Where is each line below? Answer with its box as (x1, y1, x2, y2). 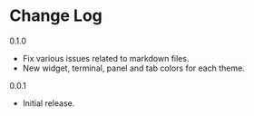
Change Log (9, 5, 103, 26)
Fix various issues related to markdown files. (22, 53, 190, 63)
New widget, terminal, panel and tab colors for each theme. (22, 63, 245, 73)
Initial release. (22, 97, 75, 109)
